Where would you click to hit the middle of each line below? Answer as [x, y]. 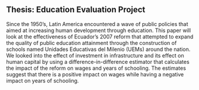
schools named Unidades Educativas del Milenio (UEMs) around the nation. [98, 49]
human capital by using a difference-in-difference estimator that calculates [98, 62]
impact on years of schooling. [42, 81]
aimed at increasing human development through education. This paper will [99, 30]
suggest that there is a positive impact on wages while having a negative [95, 74]
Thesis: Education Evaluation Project [76, 10]
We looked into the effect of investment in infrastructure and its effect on [95, 55]
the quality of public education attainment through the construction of [91, 43]
